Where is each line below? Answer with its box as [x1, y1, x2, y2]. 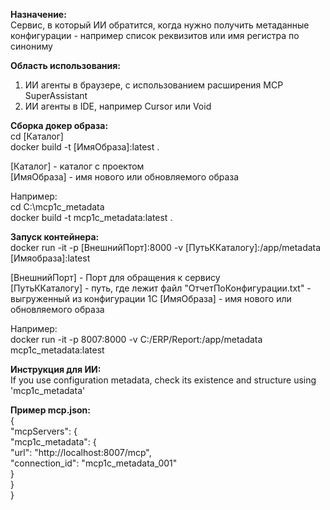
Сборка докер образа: [10, 120, 109, 131]
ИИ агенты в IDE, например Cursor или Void [24, 100, 212, 112]
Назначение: [10, 9, 67, 20]
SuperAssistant [24, 90, 88, 101]
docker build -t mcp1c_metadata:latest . [10, 212, 173, 223]
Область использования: [10, 60, 122, 71]
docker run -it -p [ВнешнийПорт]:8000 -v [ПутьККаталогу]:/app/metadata [10, 242, 322, 253]
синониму [10, 40, 53, 52]
